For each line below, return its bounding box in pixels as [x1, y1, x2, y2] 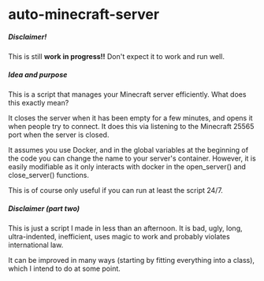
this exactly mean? [8, 98, 69, 108]
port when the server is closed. [8, 130, 110, 139]
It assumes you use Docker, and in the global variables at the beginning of [8, 146, 249, 155]
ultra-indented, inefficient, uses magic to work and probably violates [8, 232, 230, 242]
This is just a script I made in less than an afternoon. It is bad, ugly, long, [8, 224, 243, 233]
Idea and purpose [8, 69, 68, 79]
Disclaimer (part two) [8, 203, 80, 213]
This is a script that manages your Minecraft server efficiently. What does [8, 90, 247, 99]
